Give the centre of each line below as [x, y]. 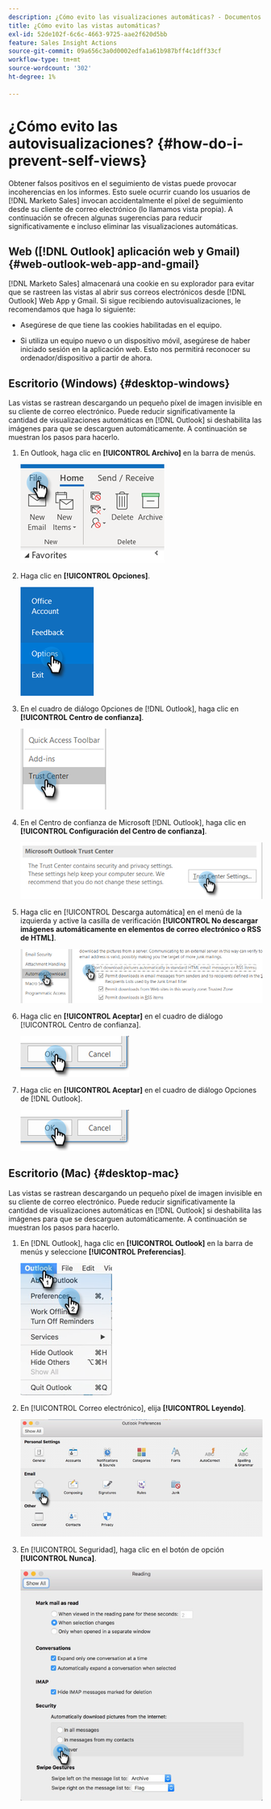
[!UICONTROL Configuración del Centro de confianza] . [113, 831]
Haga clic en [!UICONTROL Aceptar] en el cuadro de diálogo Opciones [138, 1090]
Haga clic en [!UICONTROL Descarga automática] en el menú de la [131, 912]
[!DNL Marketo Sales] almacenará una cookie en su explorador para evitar [131, 284]
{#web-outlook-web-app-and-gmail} [104, 264]
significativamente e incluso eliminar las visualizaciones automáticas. [123, 226]
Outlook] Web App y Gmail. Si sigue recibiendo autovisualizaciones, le [125, 301]
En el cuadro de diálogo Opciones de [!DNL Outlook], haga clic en [129, 709]
